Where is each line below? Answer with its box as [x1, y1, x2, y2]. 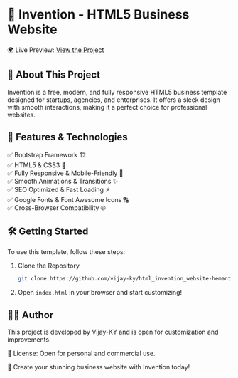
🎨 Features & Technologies [7, 131, 128, 143]
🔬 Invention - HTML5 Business [7, 6, 190, 23]
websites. [7, 110, 36, 119]
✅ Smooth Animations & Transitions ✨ [7, 177, 119, 185]
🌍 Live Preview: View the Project [7, 46, 104, 54]
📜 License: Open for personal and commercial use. [7, 349, 156, 358]
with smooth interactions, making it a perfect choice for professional [7, 103, 207, 111]
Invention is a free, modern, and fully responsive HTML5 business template [7, 88, 227, 96]
